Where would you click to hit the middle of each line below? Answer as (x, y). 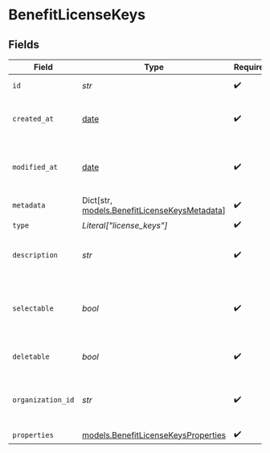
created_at (33, 119)
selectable (33, 309)
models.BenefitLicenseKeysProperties (154, 434)
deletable (31, 357)
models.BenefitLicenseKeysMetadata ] (154, 210)
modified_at (35, 167)
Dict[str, (97, 200)
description (35, 255)
